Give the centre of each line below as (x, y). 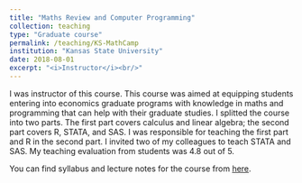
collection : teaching (50, 26)
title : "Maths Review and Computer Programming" (102, 18)
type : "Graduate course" (56, 34)
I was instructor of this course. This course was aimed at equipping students (151, 93)
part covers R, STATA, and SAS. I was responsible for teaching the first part (149, 132)
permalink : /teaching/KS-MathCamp (74, 43)
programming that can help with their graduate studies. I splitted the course (150, 113)
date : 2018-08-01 (42, 59)
